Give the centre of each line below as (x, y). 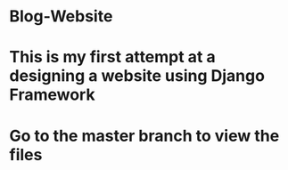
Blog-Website (61, 16)
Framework (52, 95)
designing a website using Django (137, 76)
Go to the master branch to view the (144, 136)
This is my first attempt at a (112, 57)
